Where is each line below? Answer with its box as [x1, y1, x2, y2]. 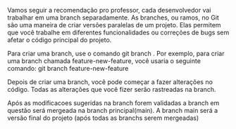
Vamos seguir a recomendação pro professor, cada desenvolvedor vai [7, 6, 211, 14]
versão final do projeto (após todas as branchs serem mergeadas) [7, 114, 199, 122]
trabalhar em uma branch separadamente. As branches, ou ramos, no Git [7, 13, 220, 22]
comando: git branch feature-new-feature [7, 64, 129, 72]
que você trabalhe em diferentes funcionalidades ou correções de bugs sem [7, 28, 230, 36]
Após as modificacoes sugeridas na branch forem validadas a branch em [7, 99, 220, 107]
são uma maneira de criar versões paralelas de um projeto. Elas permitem [7, 21, 221, 29]
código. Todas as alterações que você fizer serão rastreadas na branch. [7, 86, 216, 93]
